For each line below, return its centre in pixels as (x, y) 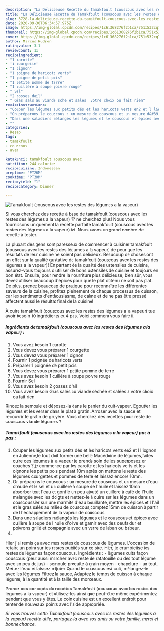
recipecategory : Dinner (30, 187)
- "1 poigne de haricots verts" (38, 73)
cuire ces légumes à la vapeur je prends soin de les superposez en (80, 461)
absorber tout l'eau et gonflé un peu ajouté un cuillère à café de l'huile (83, 492)
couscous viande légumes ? (34, 421)
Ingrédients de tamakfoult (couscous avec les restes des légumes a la (78, 327)
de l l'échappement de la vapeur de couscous (58, 512)
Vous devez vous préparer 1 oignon (48, 355)
